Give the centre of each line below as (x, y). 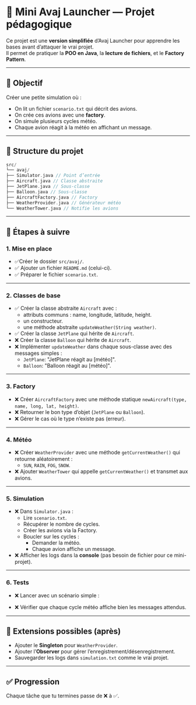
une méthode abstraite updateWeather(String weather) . (90, 327)
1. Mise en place (29, 248)
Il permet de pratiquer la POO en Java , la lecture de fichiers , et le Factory (95, 53)
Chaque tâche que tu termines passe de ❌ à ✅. (63, 696)
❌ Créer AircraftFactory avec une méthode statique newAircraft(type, (101, 399)
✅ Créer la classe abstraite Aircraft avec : (66, 308)
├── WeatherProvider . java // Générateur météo (64, 203)
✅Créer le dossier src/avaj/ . (49, 261)
